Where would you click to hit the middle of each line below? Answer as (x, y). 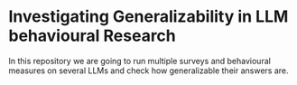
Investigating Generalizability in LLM (148, 17)
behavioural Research (93, 36)
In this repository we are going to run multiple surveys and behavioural (140, 61)
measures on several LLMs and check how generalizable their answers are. (148, 71)
